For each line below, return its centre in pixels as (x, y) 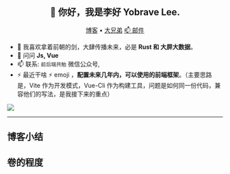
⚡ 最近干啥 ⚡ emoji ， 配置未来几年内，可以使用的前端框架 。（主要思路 (114, 75)
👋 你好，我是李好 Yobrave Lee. (115, 12)
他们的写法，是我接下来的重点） (68, 94)
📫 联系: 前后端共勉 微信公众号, (59, 64)
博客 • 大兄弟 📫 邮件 (115, 30)
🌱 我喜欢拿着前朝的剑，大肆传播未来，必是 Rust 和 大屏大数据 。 (107, 47)
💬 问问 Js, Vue (38, 55)
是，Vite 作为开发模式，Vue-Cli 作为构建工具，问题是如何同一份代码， (116, 85)
